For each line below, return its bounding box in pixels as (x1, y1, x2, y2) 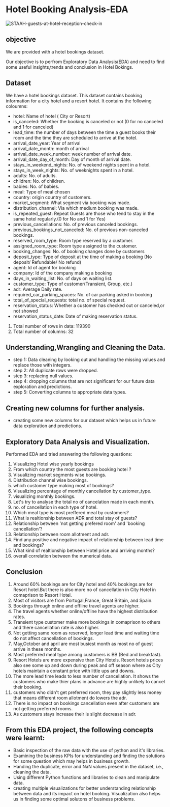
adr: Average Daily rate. (13, 286, 63, 292)
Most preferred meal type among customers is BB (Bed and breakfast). (13, 651, 162, 657)
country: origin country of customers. (13, 194, 92, 200)
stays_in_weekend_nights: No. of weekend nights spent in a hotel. (13, 161, 151, 168)
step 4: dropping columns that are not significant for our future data (13, 378, 155, 384)
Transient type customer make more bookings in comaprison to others (13, 619, 161, 625)
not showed (13, 308, 38, 314)
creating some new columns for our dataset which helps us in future (13, 418, 156, 424)
